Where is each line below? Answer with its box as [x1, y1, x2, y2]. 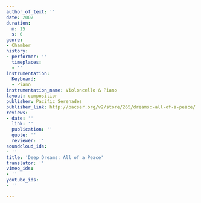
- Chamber [6, 43, 31, 49]
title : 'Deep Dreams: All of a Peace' [6, 154, 104, 160]
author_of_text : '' [6, 8, 56, 15]
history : [6, 48, 28, 54]
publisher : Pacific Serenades [6, 98, 83, 104]
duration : [6, 20, 31, 26]
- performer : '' [6, 54, 47, 60]
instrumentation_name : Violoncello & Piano [6, 87, 118, 93]
